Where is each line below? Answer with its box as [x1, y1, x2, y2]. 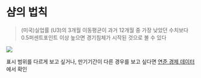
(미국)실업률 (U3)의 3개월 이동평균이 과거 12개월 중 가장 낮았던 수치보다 [20, 26, 189, 34]
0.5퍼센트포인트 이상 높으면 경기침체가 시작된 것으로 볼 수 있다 [20, 34, 167, 41]
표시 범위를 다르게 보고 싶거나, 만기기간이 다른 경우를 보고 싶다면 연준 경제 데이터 [6, 58, 195, 65]
